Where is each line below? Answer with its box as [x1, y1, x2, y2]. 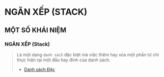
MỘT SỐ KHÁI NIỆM [4, 26, 67, 34]
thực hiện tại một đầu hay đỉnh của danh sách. [16, 57, 111, 63]
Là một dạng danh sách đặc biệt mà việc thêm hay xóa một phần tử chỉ [16, 51, 159, 57]
